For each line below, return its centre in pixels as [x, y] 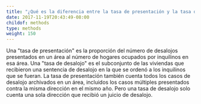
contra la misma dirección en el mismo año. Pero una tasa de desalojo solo [98, 89]
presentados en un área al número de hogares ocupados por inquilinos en [97, 57]
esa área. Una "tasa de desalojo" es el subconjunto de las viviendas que [95, 64]
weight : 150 [21, 34]
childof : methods [28, 23]
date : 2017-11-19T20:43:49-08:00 [48, 17]
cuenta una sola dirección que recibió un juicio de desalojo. [79, 95]
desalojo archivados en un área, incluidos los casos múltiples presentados [98, 82]
